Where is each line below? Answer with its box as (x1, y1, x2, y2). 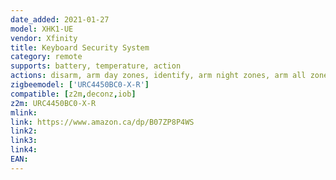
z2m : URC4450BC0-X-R (10, 98, 97, 108)
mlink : (10, 107, 38, 118)
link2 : (10, 126, 38, 136)
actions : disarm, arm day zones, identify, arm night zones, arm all (10, 71, 307, 81)
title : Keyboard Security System (10, 42, 150, 53)
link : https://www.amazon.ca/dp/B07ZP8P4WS (10, 117, 195, 127)
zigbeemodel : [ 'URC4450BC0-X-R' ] (10, 80, 150, 90)
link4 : (10, 145, 38, 155)
